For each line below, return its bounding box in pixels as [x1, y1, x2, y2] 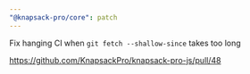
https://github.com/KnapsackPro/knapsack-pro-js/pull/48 [9, 54, 221, 65]
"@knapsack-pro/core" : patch [9, 12, 118, 22]
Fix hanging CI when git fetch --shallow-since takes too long [9, 37, 241, 48]
